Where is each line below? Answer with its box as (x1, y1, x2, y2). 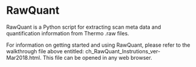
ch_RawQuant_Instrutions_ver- (85, 47, 161, 54)
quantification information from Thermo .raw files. (6, 29, 129, 36)
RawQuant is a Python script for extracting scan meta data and (6, 23, 161, 31)
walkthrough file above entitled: (6, 47, 85, 54)
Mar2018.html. (6, 54, 42, 61)
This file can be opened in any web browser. (43, 54, 153, 61)
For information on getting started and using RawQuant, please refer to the (6, 41, 191, 48)
